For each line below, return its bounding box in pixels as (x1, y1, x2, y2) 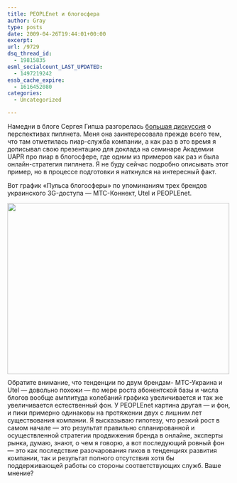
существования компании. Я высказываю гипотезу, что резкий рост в (7, 416, 220, 424)
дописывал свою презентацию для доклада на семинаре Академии (7, 145, 214, 153)
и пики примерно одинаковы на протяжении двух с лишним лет (7, 408, 202, 417)
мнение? (7, 469, 34, 477)
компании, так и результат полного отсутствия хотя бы (7, 454, 175, 462)
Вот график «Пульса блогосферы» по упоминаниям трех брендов (7, 181, 207, 189)
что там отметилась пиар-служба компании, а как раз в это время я (7, 137, 216, 146)
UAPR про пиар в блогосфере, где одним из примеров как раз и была (7, 152, 219, 161)
